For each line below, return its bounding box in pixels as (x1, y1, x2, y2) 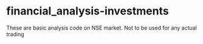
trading (6, 30, 24, 37)
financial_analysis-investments (6, 4, 169, 18)
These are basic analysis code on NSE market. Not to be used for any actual (6, 24, 198, 31)
